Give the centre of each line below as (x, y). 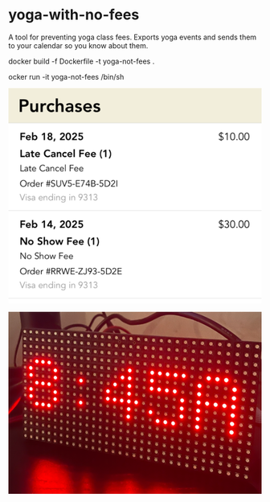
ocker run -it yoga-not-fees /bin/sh (66, 76)
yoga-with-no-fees (74, 15)
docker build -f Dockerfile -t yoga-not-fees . (82, 61)
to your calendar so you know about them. (78, 45)
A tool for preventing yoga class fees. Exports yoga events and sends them (133, 37)
